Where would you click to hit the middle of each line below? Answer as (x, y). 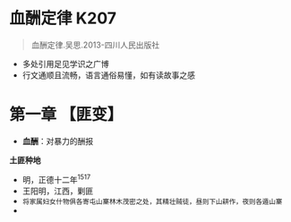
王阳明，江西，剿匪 (58, 191)
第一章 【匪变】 (66, 115)
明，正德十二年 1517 (56, 178)
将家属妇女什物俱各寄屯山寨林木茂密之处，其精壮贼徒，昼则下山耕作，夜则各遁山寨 (152, 201)
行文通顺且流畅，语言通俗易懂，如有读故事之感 (108, 75)
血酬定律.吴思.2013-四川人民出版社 (95, 45)
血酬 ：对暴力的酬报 (58, 141)
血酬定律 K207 (63, 18)
